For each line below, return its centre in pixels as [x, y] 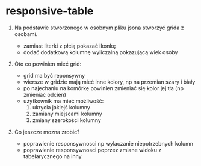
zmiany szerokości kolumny [67, 120]
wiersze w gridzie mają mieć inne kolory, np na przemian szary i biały [109, 82]
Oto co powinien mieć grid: [48, 64]
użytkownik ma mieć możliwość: [63, 101]
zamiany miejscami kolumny [67, 114]
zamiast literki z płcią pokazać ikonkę [70, 46]
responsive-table [50, 11]
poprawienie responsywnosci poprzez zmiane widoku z [92, 150]
